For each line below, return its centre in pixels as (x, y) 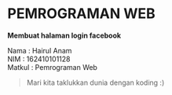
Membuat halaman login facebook (64, 35)
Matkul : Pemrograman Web (52, 67)
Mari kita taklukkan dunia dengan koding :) (95, 82)
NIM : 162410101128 (39, 59)
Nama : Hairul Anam (40, 50)
